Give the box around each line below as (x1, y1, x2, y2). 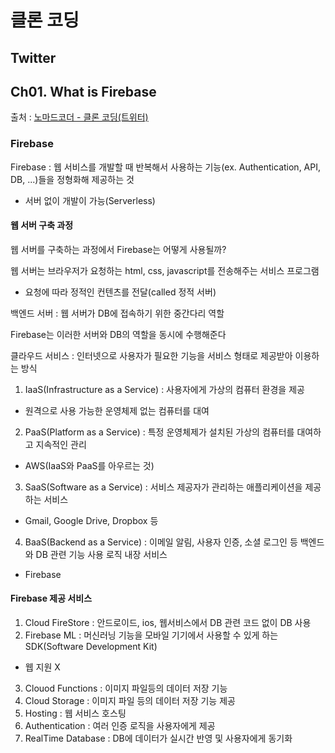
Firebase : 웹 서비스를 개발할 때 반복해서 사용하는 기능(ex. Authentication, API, (10, 161, 321, 173)
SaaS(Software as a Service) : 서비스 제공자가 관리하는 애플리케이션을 (24, 481, 303, 493)
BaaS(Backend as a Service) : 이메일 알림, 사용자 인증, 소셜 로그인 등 (24, 536, 298, 548)
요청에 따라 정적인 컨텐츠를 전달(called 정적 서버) (24, 286, 217, 298)
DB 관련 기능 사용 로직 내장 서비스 (35, 548, 168, 560)
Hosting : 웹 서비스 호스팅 (24, 707, 127, 720)
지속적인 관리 (35, 438, 87, 450)
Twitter (10, 49, 57, 66)
